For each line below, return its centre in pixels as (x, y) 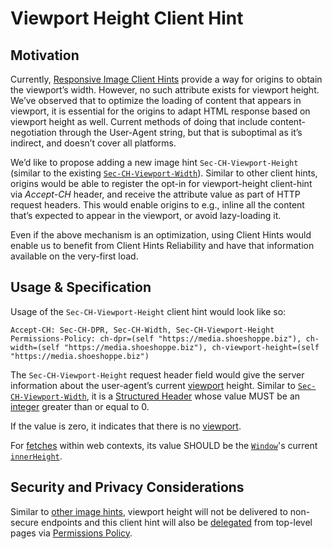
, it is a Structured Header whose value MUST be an (193, 396)
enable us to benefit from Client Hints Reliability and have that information (162, 245)
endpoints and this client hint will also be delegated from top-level (176, 522)
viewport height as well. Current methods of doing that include (139, 121)
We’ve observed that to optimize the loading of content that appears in (156, 100)
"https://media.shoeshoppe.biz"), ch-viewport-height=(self (191, 347)
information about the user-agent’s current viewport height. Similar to (153, 385)
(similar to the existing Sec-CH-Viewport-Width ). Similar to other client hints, (164, 173)
